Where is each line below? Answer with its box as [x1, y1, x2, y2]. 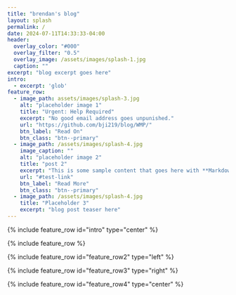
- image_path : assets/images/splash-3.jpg [13, 96, 140, 103]
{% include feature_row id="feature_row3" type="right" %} [7, 266, 179, 275]
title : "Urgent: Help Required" [20, 108, 114, 115]
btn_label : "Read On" [20, 128, 83, 135]
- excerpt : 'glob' [13, 82, 68, 89]
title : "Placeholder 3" [20, 199, 90, 207]
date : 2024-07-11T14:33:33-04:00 [7, 29, 105, 37]
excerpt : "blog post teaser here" [20, 206, 121, 214]
